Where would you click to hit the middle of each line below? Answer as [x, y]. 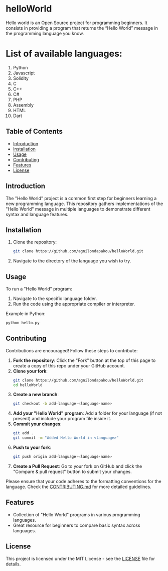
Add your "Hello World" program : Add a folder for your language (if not [88, 413]
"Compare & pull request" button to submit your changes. [72, 471]
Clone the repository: [35, 242]
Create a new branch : [36, 395]
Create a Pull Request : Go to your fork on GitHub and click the [77, 466]
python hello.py [23, 323]
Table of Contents [34, 131]
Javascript [24, 73]
